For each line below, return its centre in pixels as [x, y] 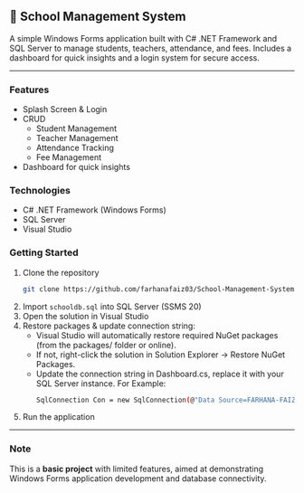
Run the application [58, 417]
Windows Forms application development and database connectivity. [138, 478]
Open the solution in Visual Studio [85, 316]
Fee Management [69, 157]
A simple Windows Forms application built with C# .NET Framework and [143, 38]
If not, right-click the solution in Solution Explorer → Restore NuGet [161, 355]
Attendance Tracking [75, 148]
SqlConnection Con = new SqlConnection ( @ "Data [125, 400]
